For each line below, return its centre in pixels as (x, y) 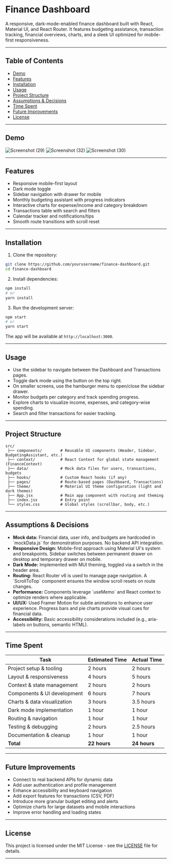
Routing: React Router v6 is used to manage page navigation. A (80, 575)
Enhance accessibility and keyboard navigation (62, 791)
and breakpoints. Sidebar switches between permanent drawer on (82, 554)
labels (19, 624)
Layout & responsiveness (38, 677)
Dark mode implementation (40, 710)
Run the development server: (43, 308)
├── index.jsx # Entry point (49, 500)
